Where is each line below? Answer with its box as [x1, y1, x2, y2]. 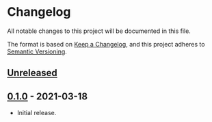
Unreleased [7, 67, 58, 79]
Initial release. [16, 109, 57, 117]
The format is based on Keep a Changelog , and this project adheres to [7, 40, 205, 48]
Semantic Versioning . [7, 47, 67, 56]
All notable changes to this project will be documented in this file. [7, 27, 191, 35]
